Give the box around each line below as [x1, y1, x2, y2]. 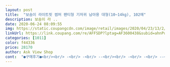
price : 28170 [5, 45, 33, 50]
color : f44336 [5, 40, 35, 45]
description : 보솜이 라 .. [5, 17, 58, 22]
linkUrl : [5, 31, 24, 36]
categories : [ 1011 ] [5, 36, 47, 41]
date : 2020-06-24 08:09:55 [5, 21, 62, 27]
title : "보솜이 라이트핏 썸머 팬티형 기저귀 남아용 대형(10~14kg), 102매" [5, 12, 146, 17]
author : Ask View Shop [5, 49, 53, 54]
